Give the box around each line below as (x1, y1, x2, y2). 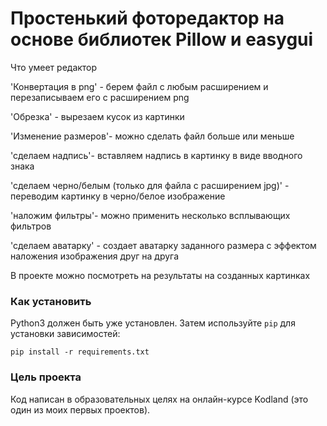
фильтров (10, 220, 52, 232)
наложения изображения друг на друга (10, 250, 180, 262)
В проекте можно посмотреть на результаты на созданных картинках (10, 269, 311, 281)
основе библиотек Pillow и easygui (10, 28, 314, 51)
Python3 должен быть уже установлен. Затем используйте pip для (10, 317, 296, 329)
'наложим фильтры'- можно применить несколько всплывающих (10, 209, 291, 221)
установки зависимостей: (10, 328, 121, 340)
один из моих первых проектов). (10, 403, 151, 416)
